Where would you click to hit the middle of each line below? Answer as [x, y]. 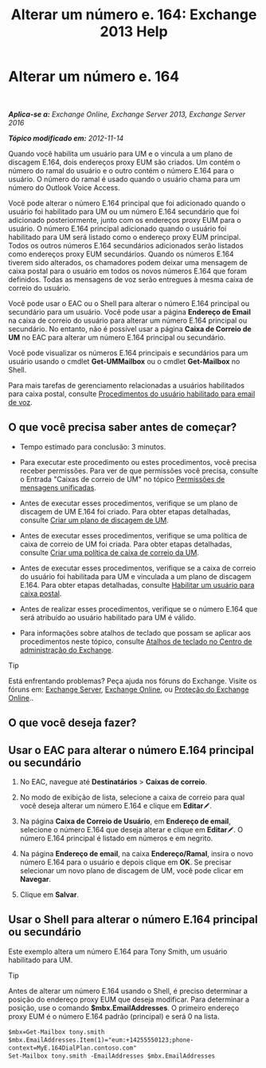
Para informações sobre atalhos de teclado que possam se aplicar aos [135, 633]
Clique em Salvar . [49, 894]
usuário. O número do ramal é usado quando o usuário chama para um [124, 179]
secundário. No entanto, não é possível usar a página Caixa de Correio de [130, 328]
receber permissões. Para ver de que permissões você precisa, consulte [139, 470]
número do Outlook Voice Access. [65, 187]
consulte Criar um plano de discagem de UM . [94, 520]
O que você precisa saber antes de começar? [123, 428]
